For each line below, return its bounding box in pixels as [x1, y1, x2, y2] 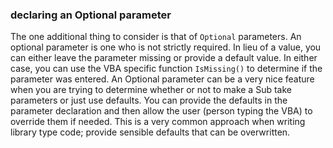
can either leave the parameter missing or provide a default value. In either [10, 52, 318, 64]
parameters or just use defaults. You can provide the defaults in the [10, 94, 288, 107]
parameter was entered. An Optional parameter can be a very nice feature [10, 73, 315, 85]
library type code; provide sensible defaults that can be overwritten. [10, 126, 291, 138]
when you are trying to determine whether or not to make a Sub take [10, 84, 292, 96]
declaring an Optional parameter [10, 8, 172, 22]
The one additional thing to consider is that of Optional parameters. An [10, 31, 302, 43]
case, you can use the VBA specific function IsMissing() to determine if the [10, 63, 323, 75]
